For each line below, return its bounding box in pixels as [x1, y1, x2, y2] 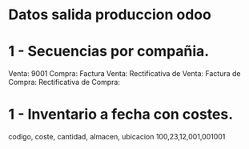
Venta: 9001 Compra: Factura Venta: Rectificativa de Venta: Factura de [8, 69, 242, 79]
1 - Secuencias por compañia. [8, 42, 210, 61]
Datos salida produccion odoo [8, 6, 212, 24]
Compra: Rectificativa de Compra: [8, 78, 120, 87]
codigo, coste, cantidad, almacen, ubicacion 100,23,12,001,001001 [8, 132, 226, 142]
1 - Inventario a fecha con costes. [8, 106, 234, 123]
